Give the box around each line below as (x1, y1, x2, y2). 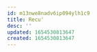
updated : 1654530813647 (7, 28, 75, 36)
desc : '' (7, 22, 32, 29)
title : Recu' (7, 16, 44, 23)
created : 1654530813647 (7, 35, 75, 42)
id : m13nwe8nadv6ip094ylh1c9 (7, 9, 90, 17)
